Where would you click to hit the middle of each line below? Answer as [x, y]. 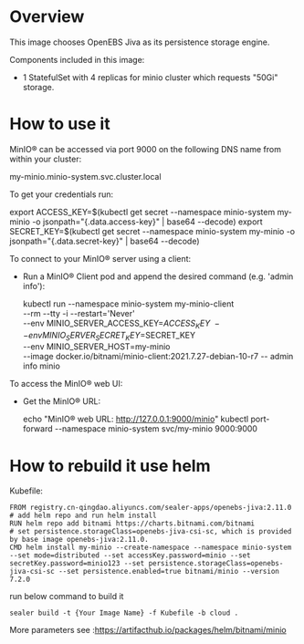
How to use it [60, 124]
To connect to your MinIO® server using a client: [100, 258]
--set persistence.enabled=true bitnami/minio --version [169, 572]
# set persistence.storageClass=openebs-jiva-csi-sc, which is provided [151, 532]
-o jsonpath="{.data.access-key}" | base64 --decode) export [147, 222]
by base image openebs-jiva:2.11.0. [79, 540]
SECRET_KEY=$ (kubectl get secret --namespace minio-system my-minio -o [152, 231]
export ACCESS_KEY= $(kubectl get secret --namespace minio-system [142, 212]
